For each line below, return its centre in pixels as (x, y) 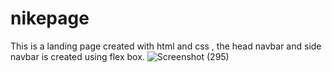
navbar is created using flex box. (77, 56)
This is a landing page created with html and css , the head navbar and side (166, 46)
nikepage (50, 18)
